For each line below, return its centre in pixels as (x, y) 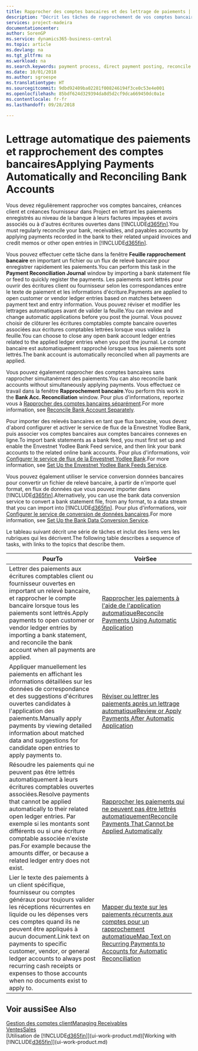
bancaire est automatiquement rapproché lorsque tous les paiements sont (96, 348)
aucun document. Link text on (49, 937)
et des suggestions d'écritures (51, 696)
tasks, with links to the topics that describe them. (66, 544)
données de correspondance (49, 689)
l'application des (32, 711)
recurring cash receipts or (45, 966)
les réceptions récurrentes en (50, 907)
